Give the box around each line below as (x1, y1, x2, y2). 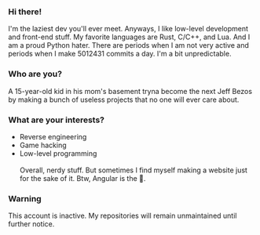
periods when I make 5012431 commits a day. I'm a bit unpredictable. (8, 49, 232, 59)
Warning (8, 193, 42, 204)
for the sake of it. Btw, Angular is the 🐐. (19, 173, 146, 183)
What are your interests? (8, 114, 104, 125)
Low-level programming (19, 148, 97, 158)
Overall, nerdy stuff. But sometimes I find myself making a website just (19, 165, 247, 175)
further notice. (8, 219, 55, 229)
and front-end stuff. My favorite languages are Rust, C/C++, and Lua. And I (8, 32, 251, 42)
